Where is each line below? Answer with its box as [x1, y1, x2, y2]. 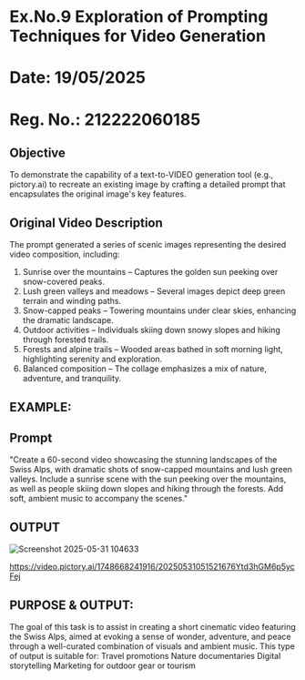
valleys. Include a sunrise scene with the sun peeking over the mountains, [9, 473, 287, 484]
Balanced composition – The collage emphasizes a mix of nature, [22, 363, 267, 374]
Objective [9, 145, 66, 160]
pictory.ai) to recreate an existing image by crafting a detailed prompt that [9, 179, 286, 190]
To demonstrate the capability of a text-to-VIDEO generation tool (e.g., [9, 169, 274, 180]
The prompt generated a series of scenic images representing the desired [9, 239, 287, 250]
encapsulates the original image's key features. [9, 188, 187, 199]
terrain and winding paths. [22, 296, 121, 307]
